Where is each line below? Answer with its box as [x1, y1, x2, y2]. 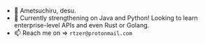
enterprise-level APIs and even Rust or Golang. [13, 21, 150, 29]
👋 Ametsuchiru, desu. [13, 7, 76, 14]
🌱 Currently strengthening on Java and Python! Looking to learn [13, 14, 198, 22]
